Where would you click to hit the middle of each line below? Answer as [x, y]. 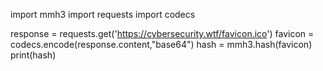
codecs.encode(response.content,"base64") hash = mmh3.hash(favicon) [161, 44]
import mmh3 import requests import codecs [103, 14]
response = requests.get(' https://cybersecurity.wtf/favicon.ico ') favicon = [162, 33]
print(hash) [33, 55]
